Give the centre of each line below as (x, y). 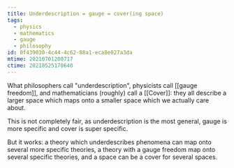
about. (16, 107)
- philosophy (32, 46)
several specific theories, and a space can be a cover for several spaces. (112, 157)
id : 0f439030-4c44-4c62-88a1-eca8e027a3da (70, 53)
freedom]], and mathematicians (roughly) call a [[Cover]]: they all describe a (117, 93)
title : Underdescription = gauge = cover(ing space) (86, 14)
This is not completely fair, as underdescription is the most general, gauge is (117, 121)
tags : (15, 20)
